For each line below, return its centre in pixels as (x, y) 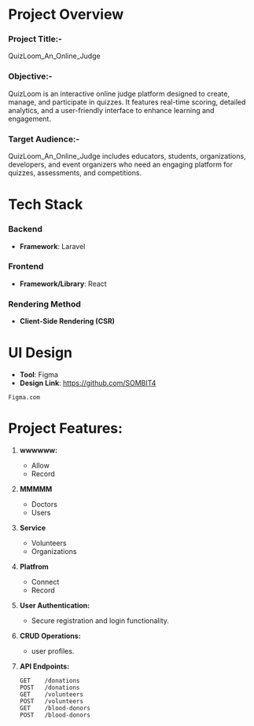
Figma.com (24, 398)
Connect (45, 582)
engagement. (29, 119)
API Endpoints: (44, 666)
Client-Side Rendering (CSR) (67, 321)
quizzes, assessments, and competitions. (75, 173)
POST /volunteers (52, 702)
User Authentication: (55, 606)
